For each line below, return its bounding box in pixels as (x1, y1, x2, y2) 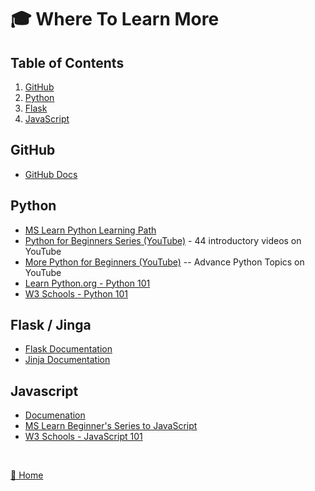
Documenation (24, 409, 86, 421)
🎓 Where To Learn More (10, 8, 220, 31)
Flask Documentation (24, 343, 113, 355)
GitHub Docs (24, 168, 78, 180)
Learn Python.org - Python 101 (24, 277, 151, 289)
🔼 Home (10, 469, 44, 481)
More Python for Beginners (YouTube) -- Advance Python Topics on (24, 256, 305, 268)
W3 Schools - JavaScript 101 (24, 431, 143, 443)
